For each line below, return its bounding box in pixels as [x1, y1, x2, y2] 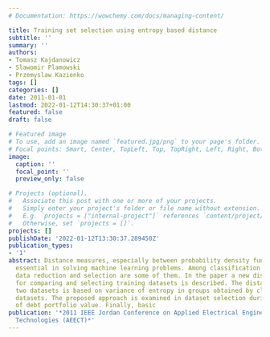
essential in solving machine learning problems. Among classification [15, 264, 261, 272]
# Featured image [8, 130, 67, 139]
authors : [8, 49, 38, 57]
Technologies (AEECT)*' [15, 316, 95, 325]
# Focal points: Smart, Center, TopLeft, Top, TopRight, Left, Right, [8, 145, 250, 153]
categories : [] [8, 86, 59, 94]
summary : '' [8, 41, 48, 49]
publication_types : [8, 242, 74, 250]
